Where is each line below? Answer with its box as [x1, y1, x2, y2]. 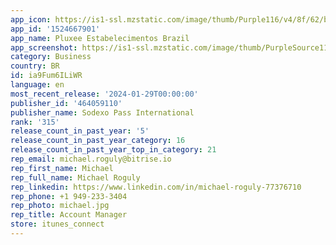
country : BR [10, 61, 60, 71]
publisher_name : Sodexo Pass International [10, 107, 195, 118]
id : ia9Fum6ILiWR [10, 71, 83, 81]
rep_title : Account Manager [10, 210, 128, 220]
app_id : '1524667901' [10, 24, 101, 34]
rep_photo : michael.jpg [10, 201, 110, 211]
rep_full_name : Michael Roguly [10, 172, 141, 183]
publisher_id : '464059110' [10, 98, 123, 108]
